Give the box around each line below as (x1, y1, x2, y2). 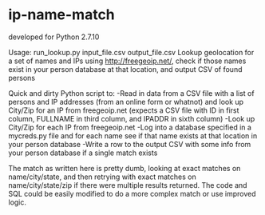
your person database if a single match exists (8, 148, 158, 157)
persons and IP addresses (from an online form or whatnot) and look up (8, 97, 244, 106)
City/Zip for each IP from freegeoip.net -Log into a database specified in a (8, 122, 251, 132)
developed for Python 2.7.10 (8, 32, 100, 42)
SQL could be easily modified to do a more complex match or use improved (8, 189, 257, 198)
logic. (8, 197, 26, 207)
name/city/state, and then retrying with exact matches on (8, 172, 197, 181)
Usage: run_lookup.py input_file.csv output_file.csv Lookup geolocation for (8, 47, 255, 57)
